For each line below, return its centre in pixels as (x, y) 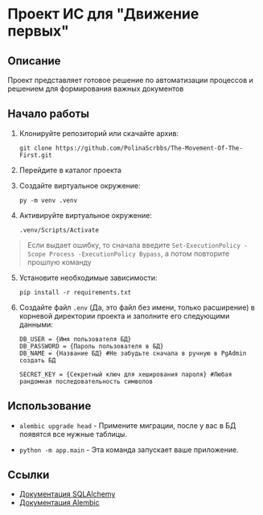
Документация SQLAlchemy (67, 494)
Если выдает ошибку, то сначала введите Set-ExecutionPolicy (134, 245)
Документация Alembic (59, 503)
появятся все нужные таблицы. (73, 434)
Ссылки (29, 475)
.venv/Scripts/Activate (59, 230)
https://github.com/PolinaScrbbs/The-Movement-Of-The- (149, 148)
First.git (36, 155)
